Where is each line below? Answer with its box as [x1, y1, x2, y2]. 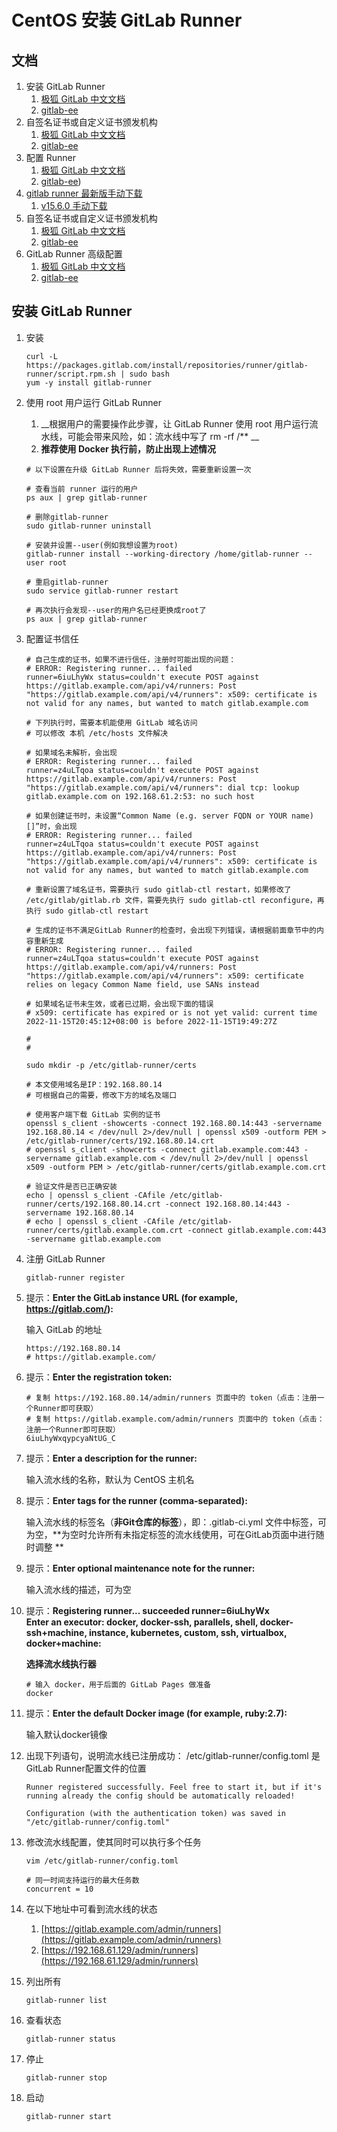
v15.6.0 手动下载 [40, 200, 108, 211]
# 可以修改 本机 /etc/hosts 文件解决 [25, 728, 169, 738]
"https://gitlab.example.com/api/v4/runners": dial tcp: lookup [25, 782, 300, 793]
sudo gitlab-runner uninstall [25, 521, 153, 531]
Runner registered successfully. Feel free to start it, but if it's [25, 1782, 323, 1792]
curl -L [25, 351, 58, 361]
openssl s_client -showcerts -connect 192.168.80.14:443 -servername [25, 1118, 323, 1128]
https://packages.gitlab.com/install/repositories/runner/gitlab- [25, 360, 309, 370]
